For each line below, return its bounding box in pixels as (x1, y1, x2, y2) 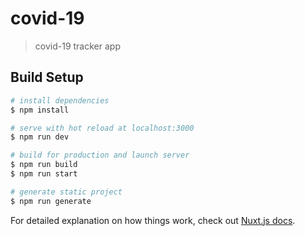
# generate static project (10, 187, 123, 197)
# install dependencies (10, 95, 110, 106)
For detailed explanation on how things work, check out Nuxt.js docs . (10, 214, 296, 226)
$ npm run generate (10, 196, 92, 206)
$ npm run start (10, 169, 78, 179)
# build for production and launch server (10, 150, 190, 161)
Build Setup (10, 69, 84, 86)
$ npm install (10, 105, 70, 115)
